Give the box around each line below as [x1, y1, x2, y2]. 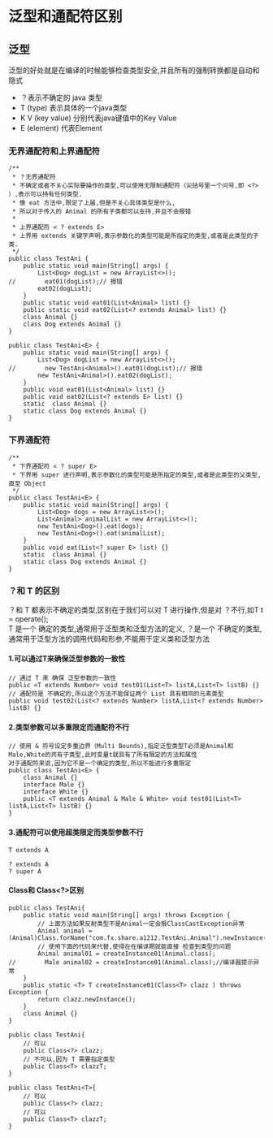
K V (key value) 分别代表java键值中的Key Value [19, 113, 177, 123]
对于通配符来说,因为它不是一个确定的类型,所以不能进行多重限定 [8, 759, 192, 768]
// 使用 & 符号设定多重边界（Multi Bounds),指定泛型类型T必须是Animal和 [8, 742, 234, 751]
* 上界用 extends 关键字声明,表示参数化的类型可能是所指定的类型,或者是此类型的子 [11, 232, 259, 240]
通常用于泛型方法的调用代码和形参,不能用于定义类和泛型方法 [8, 634, 210, 643]
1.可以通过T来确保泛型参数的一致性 [8, 654, 126, 664]
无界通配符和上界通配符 [8, 145, 100, 157]
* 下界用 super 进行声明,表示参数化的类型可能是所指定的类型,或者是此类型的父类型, [11, 470, 262, 479]
